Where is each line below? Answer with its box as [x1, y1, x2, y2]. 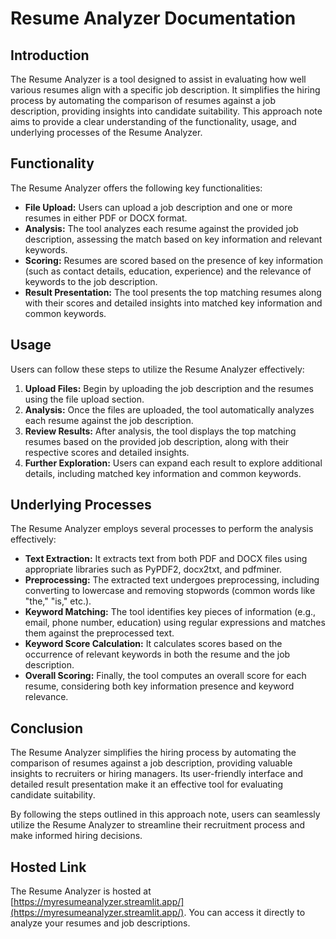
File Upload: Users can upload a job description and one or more [24, 201, 293, 213]
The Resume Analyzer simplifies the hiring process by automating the [10, 747, 297, 759]
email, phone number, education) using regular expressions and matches [24, 617, 326, 629]
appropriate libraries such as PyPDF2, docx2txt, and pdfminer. [24, 563, 282, 576]
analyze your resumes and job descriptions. [10, 917, 191, 929]
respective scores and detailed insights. [24, 446, 190, 458]
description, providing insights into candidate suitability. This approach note [10, 105, 323, 117]
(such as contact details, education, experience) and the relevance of [24, 265, 312, 277]
